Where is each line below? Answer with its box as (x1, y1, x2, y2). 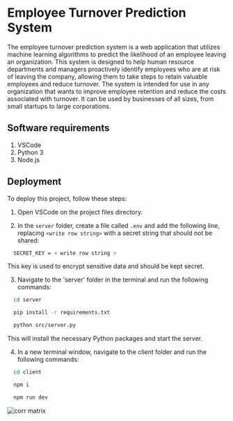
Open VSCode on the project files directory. (17, 208, 143, 216)
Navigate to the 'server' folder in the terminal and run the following (17, 275, 209, 284)
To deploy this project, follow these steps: (7, 194, 127, 203)
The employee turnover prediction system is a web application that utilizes (7, 43, 220, 51)
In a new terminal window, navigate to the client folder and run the (17, 348, 207, 356)
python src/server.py (13, 322, 77, 329)
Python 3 (17, 148, 44, 156)
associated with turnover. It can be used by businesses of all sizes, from (7, 94, 214, 102)
